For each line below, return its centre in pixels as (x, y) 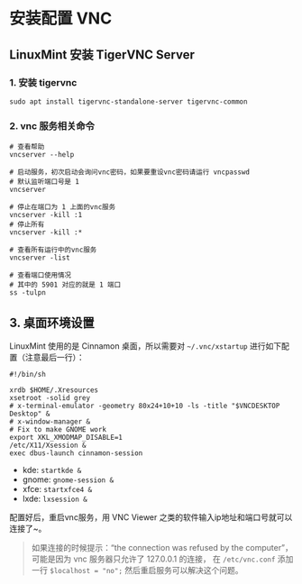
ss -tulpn (28, 293)
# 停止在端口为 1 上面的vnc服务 (63, 207)
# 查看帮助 (27, 147)
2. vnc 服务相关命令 (52, 125)
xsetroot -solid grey (50, 397)
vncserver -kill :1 (46, 215)
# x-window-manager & (50, 421)
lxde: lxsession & (55, 498)
